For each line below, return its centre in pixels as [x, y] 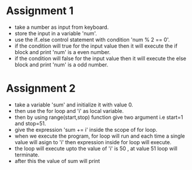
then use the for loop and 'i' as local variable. [69, 111]
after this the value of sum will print [57, 161]
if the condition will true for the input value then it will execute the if [96, 46]
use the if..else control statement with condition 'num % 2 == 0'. [92, 39]
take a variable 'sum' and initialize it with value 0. [74, 105]
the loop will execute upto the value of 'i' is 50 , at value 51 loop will [96, 148]
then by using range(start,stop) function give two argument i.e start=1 [99, 117]
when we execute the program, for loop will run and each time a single [100, 136]
